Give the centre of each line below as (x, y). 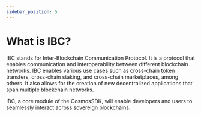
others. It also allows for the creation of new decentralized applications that (100, 83)
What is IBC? (39, 41)
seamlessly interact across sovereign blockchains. (68, 107)
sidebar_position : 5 (32, 12)
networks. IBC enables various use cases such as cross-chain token (91, 70)
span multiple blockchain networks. (50, 90)
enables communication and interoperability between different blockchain (97, 64)
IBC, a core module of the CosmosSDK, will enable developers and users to (99, 101)
